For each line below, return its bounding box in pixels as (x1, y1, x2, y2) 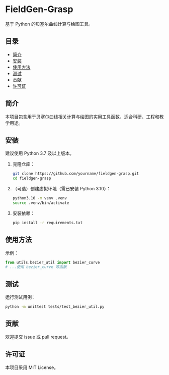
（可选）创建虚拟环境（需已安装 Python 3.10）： (12, 186, 111, 192)
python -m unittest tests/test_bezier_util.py (5, 304, 105, 309)
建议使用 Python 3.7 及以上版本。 (5, 150, 74, 156)
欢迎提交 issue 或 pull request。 (5, 334, 71, 340)
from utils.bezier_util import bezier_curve (5, 260, 100, 265)
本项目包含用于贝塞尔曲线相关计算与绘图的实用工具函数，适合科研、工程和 (5, 114, 159, 120)
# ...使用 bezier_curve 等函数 (5, 264, 67, 270)
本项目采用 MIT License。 (5, 364, 59, 370)
